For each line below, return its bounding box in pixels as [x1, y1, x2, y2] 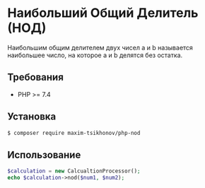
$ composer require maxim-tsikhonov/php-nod [7, 129, 141, 136]
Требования [7, 71, 64, 83]
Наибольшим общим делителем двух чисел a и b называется [7, 43, 193, 52]
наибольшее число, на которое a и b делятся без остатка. [7, 51, 183, 59]
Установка [7, 111, 57, 123]
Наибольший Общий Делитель [7, 5, 199, 21]
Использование [7, 148, 81, 160]
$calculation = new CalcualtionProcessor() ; [7, 168, 141, 175]
